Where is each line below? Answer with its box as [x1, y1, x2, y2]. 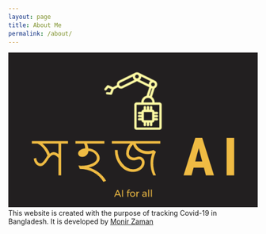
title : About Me [8, 21, 62, 29]
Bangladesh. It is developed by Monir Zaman [8, 217, 154, 226]
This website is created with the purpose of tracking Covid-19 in [8, 209, 218, 218]
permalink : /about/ [8, 29, 73, 37]
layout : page [8, 13, 51, 21]
